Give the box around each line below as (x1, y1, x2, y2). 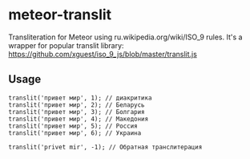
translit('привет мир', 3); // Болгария (8, 108, 146, 116)
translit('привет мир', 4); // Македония (8, 115, 149, 123)
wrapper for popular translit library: (8, 40, 124, 50)
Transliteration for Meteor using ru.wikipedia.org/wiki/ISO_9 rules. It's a (8, 32, 243, 42)
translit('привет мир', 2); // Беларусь (8, 100, 146, 109)
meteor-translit (8, 6, 112, 24)
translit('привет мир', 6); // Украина (8, 128, 142, 137)
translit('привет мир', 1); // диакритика (8, 94, 152, 102)
